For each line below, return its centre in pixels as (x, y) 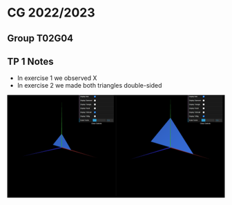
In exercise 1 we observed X (57, 78)
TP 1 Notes (30, 61)
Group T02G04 (40, 38)
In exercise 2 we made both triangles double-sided (89, 86)
